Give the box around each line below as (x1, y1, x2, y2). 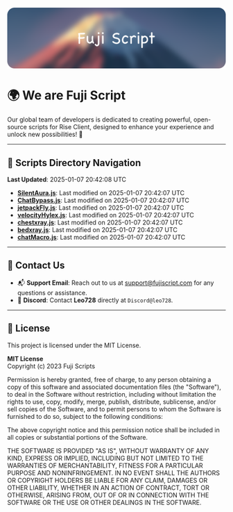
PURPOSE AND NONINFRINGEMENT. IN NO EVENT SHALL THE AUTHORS (7, 468, 221, 477)
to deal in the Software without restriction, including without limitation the (7, 390, 216, 398)
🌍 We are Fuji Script (7, 88, 126, 104)
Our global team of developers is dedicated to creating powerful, (7, 115, 192, 124)
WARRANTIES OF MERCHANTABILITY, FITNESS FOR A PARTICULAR (7, 461, 203, 470)
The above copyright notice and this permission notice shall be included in (7, 425, 220, 434)
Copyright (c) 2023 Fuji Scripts (7, 362, 96, 370)
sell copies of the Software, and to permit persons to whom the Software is (7, 404, 222, 413)
